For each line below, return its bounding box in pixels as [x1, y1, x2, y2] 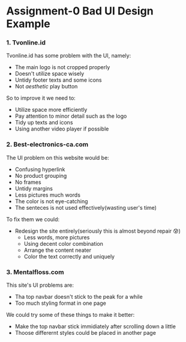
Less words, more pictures [23, 233, 90, 241]
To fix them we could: [6, 215, 60, 223]
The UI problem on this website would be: [6, 154, 109, 161]
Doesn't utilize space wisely [14, 70, 85, 78]
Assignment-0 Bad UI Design [6, 4, 154, 18]
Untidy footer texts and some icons [14, 76, 102, 84]
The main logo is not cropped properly [14, 64, 110, 71]
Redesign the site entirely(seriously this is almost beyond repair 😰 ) [14, 227, 181, 234]
